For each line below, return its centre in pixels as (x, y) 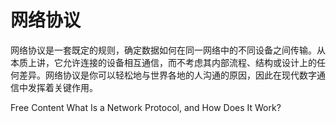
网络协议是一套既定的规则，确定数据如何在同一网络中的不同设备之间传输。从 (168, 50)
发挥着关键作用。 (62, 87)
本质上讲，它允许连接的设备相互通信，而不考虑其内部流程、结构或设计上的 (163, 62)
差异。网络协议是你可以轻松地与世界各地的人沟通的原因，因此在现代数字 (167, 75)
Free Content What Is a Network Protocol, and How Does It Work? (146, 107)
